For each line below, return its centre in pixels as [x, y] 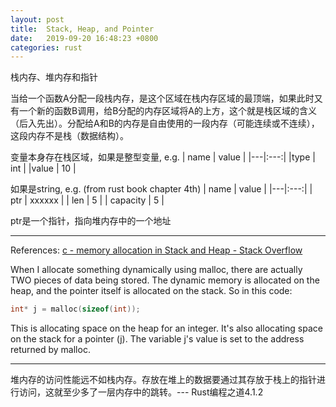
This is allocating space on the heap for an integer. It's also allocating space [166, 328]
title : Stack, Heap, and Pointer [82, 29]
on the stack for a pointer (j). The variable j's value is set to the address [157, 339]
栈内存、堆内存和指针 [54, 77]
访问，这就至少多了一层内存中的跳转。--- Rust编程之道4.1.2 [141, 392]
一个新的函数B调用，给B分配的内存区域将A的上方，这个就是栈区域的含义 [167, 111]
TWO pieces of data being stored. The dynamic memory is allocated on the [165, 280]
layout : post [37, 19]
